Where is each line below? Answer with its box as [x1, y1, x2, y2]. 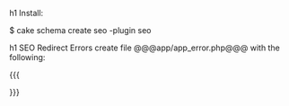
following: [9, 52, 46, 62]
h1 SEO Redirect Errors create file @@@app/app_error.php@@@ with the [9, 42, 280, 53]
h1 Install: [9, 8, 44, 18]
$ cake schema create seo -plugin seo [9, 25, 152, 35]
